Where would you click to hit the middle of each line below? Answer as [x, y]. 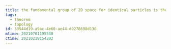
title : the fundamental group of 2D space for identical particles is [82, 10]
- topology [21, 24]
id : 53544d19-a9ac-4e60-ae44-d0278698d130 [51, 29]
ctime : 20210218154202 [29, 39]
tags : [11, 15]
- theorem [20, 19]
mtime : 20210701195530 [29, 34]
